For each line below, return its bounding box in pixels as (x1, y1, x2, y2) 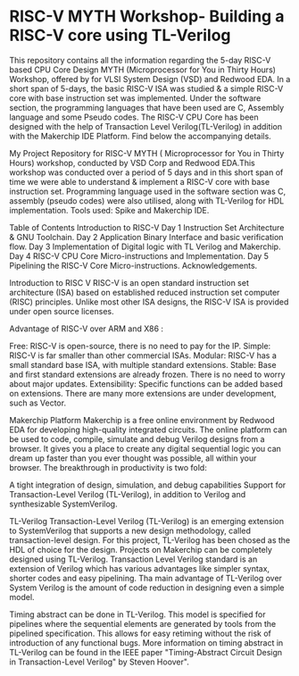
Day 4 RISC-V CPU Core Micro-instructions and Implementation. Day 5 (9, 250, 270, 261)
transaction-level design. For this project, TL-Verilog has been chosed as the (9, 534, 291, 546)
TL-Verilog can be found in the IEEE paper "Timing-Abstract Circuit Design (9, 647, 283, 657)
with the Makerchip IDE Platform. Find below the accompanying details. (9, 130, 272, 141)
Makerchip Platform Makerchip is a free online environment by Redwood (9, 414, 275, 425)
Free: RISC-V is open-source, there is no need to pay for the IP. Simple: (9, 340, 271, 351)
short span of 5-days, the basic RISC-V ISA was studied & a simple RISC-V (9, 83, 284, 94)
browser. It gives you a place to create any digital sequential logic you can (9, 443, 281, 454)
